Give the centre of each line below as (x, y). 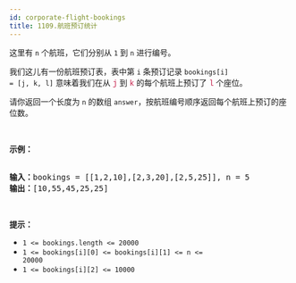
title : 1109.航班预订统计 (54, 26)
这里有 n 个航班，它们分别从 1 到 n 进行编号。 (93, 52)
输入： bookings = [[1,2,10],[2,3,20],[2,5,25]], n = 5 (130, 177)
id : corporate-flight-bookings (68, 17)
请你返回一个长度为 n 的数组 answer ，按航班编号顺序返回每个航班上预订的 (144, 101)
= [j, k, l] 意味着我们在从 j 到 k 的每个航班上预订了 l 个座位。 (128, 83)
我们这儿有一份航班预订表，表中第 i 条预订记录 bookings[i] (119, 71)
